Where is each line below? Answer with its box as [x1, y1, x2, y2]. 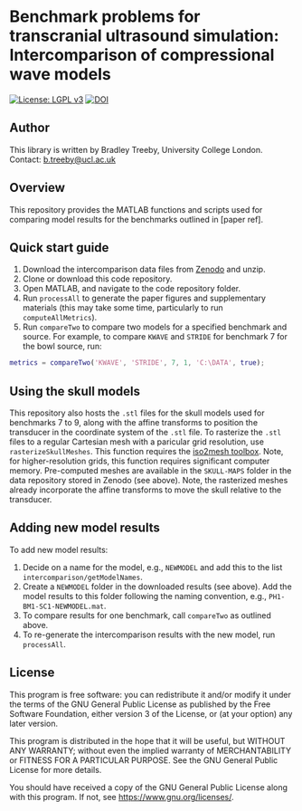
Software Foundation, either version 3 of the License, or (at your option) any [9, 708, 293, 719]
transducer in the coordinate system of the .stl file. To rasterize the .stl [9, 427, 282, 438]
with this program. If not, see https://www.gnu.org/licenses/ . [9, 791, 234, 802]
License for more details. [9, 764, 102, 775]
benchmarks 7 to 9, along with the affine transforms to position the [9, 417, 259, 428]
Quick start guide [9, 240, 109, 255]
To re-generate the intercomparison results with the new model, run [22, 629, 276, 640]
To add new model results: [9, 544, 109, 555]
